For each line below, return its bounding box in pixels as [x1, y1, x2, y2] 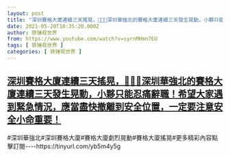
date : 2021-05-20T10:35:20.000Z [7, 23, 99, 29]
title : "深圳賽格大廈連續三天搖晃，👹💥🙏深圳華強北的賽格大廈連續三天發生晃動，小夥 [7, 16, 214, 23]
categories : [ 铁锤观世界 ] [7, 49, 82, 56]
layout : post [7, 10, 44, 17]
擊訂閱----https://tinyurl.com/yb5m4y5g [7, 142, 121, 150]
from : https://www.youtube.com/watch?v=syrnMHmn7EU [7, 36, 157, 43]
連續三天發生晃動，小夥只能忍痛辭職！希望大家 [16, 88, 214, 100]
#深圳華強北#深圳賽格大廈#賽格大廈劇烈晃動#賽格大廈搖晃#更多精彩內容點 [7, 133, 218, 141]
